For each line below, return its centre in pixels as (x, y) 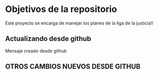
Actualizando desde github (48, 39)
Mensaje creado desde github (36, 50)
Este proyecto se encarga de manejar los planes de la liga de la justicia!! (79, 23)
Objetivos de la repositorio (61, 9)
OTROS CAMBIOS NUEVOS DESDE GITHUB (73, 67)
